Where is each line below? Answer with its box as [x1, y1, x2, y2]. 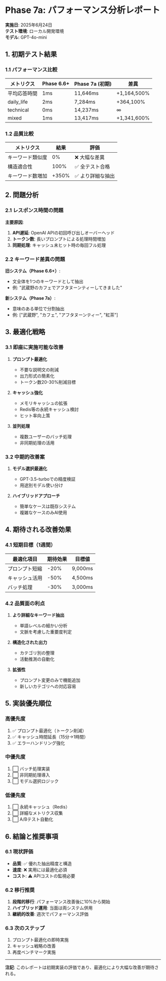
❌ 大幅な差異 [75, 154, 105, 161]
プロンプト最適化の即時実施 [12, 937, 69, 943]
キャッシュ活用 [7, 575, 43, 581]
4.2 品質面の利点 [5, 600, 45, 607]
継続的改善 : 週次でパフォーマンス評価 [12, 911, 89, 917]
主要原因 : [5, 219, 24, 225]
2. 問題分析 [5, 191, 39, 199]
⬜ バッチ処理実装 [12, 765, 50, 771]
